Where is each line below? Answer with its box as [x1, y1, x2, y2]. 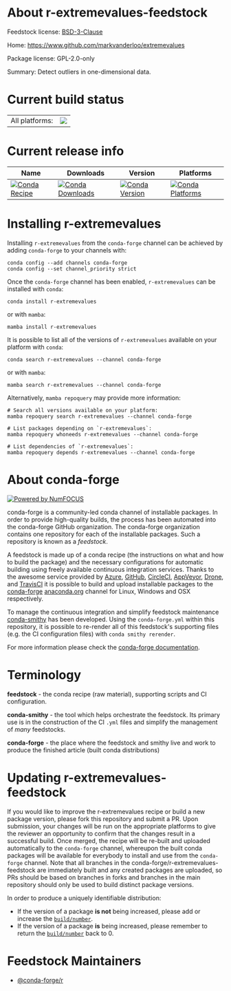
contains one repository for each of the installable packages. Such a [7, 530, 201, 538]
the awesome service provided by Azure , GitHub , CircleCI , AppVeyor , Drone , [7, 573, 224, 581]
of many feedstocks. [7, 725, 66, 734]
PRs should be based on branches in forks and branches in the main [7, 873, 201, 882]
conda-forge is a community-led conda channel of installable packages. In [7, 508, 218, 516]
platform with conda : [7, 343, 64, 351]
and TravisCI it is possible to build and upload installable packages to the [7, 579, 214, 588]
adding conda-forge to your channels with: [7, 246, 127, 254]
